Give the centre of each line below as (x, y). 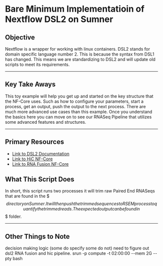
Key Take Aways (30, 85)
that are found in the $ (27, 196)
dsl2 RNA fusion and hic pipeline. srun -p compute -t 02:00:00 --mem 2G (79, 253)
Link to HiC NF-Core (32, 159)
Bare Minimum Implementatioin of (75, 9)
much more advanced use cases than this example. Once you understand (79, 112)
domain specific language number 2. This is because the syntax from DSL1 (80, 54)
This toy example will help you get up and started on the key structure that (79, 96)
